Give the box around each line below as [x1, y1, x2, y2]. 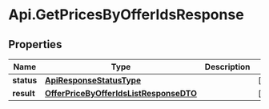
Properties [8, 38, 62, 51]
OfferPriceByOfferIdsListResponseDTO [44, 88, 198, 99]
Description [204, 62, 251, 72]
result [12, 88, 36, 99]
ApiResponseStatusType [44, 75, 142, 86]
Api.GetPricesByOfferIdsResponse [8, 6, 244, 24]
